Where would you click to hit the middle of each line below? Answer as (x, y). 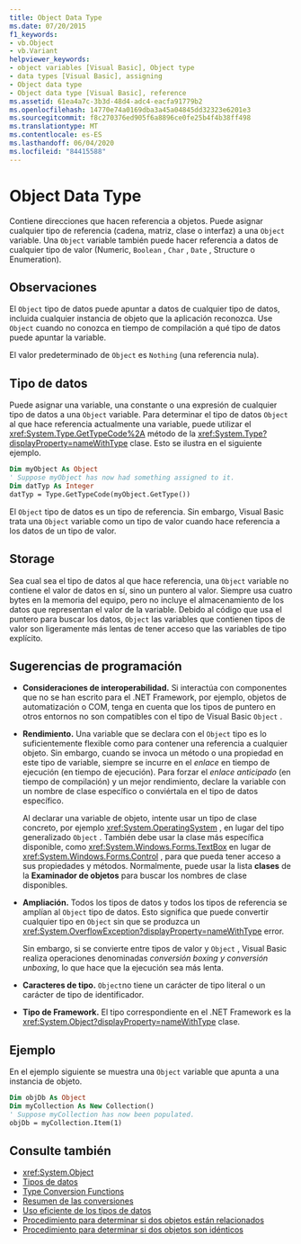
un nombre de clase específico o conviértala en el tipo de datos (140, 792)
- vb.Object (31, 43)
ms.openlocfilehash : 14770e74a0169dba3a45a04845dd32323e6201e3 (130, 110)
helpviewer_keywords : (50, 59)
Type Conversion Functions (73, 1192)
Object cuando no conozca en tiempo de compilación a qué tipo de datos (145, 328)
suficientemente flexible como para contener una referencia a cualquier (155, 744)
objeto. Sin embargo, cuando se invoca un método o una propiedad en (153, 753)
